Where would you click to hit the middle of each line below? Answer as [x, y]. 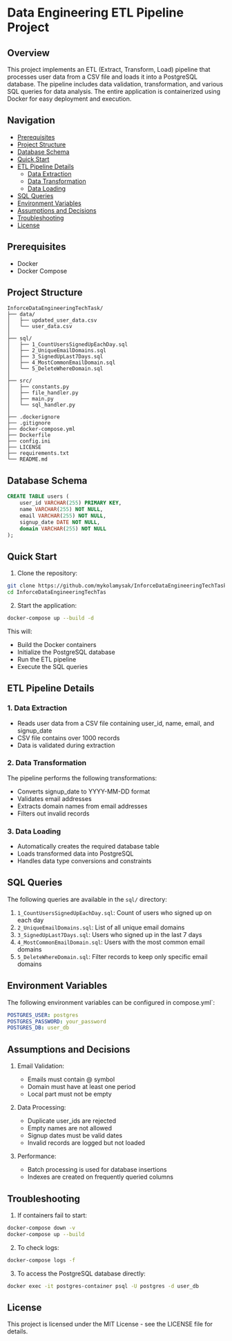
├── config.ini [29, 441]
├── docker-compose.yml [41, 430]
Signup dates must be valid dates [75, 1136]
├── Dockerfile [29, 435]
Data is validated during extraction [66, 745]
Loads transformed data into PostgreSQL [75, 853]
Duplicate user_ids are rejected [72, 1121]
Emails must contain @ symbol [71, 1079]
